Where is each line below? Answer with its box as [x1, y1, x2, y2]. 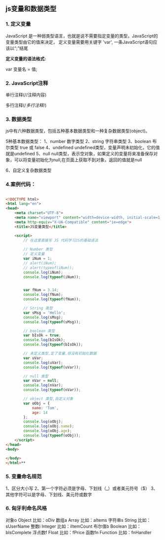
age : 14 [32, 410, 48, 415]
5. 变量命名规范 [5, 473, 42, 480]
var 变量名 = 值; [5, 66, 37, 72]
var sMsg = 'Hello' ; [23, 310, 66, 315]
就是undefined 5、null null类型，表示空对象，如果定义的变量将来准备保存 [5, 151, 154, 157]
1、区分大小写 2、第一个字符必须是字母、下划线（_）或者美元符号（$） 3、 [5, 485, 158, 491]
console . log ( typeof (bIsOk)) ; [23, 342, 83, 347]
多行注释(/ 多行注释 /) [5, 102, 47, 108]
